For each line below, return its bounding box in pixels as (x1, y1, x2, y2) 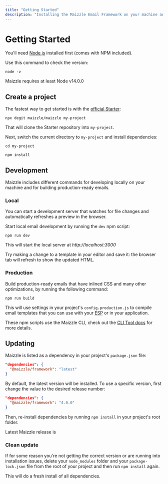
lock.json (5, 464, 26, 469)
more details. (5, 324, 32, 330)
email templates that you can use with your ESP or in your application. (5, 309, 149, 315)
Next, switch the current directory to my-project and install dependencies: (5, 134, 157, 140)
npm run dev (5, 233, 30, 238)
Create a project (5, 92, 56, 101)
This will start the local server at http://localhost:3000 (5, 242, 116, 248)
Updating (5, 339, 35, 348)
